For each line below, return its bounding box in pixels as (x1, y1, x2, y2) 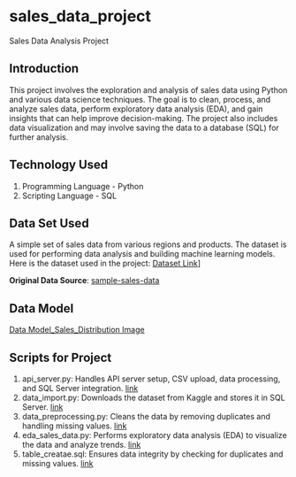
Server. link (21, 402, 64, 412)
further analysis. (9, 131, 69, 142)
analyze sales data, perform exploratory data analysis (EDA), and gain (9, 104, 263, 114)
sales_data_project (9, 6, 152, 27)
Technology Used (9, 158, 109, 173)
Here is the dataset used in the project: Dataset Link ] (9, 258, 201, 269)
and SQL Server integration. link (21, 383, 139, 393)
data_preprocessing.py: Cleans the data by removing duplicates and (21, 412, 271, 421)
